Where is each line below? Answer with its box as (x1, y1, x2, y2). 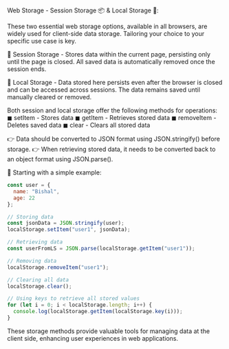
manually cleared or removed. (7, 93, 91, 101)
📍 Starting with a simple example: (7, 168, 102, 177)
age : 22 (13, 195, 36, 201)
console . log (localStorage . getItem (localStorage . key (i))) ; (13, 308, 184, 315)
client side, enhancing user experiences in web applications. (7, 334, 179, 342)
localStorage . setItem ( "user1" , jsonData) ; (7, 226, 131, 233)
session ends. (7, 65, 47, 73)
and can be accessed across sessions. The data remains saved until (7, 86, 201, 94)
